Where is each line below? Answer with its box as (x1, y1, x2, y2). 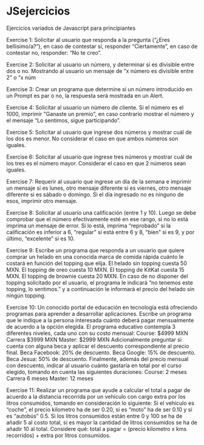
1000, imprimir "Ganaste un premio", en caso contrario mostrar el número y (6, 110, 194, 117)
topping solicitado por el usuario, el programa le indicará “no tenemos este (6, 278, 193, 286)
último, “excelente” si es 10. (6, 235, 75, 242)
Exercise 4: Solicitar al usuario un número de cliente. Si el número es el (6, 103, 184, 111)
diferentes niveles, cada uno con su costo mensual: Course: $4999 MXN (6, 329, 188, 337)
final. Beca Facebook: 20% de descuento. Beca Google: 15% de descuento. (6, 348, 196, 356)
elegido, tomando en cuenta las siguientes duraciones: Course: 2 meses (6, 368, 187, 375)
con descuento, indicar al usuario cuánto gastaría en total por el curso (6, 362, 182, 369)
